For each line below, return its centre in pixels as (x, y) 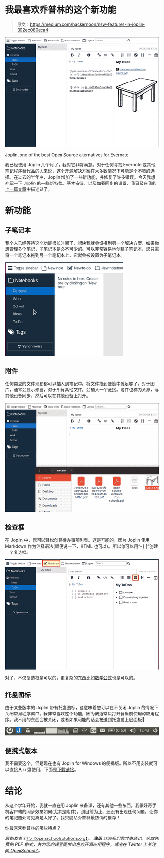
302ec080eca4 (33, 30)
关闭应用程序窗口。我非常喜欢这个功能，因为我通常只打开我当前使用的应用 (80, 714)
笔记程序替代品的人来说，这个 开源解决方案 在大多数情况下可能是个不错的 (78, 171)
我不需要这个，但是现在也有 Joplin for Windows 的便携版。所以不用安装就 (79, 763)
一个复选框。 (18, 552)
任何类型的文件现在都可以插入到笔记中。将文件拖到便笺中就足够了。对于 (78, 384)
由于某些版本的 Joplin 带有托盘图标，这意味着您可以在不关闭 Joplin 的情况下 (82, 708)
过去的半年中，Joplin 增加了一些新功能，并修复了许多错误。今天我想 (86, 177)
